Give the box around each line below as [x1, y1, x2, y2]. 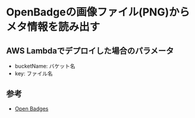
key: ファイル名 [14, 70, 53, 77]
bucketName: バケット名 [14, 63, 76, 69]
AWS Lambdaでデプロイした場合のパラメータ [6, 46, 174, 56]
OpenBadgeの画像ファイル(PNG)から [6, 5, 190, 19]
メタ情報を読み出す [6, 20, 100, 34]
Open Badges [14, 105, 49, 112]
